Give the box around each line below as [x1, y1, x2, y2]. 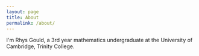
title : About [6, 14, 39, 20]
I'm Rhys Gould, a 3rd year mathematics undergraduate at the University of [6, 37, 193, 44]
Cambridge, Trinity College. [6, 43, 75, 50]
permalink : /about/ [6, 20, 55, 26]
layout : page [6, 8, 39, 15]
